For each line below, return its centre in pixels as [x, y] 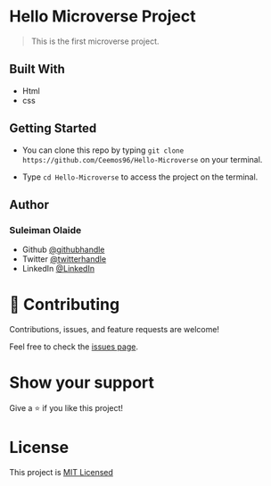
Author [29, 204]
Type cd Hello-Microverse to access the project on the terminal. [140, 177]
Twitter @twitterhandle [64, 259]
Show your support [82, 383]
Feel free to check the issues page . [74, 347]
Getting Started [53, 128]
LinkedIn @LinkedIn [58, 269]
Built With [37, 69]
